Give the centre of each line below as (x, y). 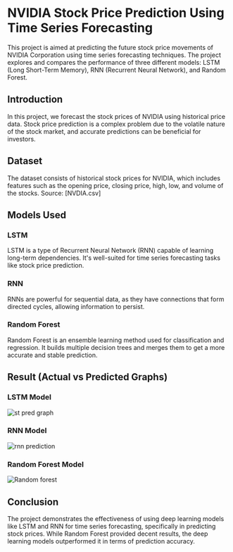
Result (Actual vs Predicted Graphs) (87, 377)
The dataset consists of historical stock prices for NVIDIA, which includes (114, 178)
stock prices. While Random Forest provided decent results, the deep (108, 534)
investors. (22, 139)
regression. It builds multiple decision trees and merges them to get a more (116, 347)
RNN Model (27, 431)
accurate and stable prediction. (52, 355)
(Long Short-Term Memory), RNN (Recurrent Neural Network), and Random (117, 70)
